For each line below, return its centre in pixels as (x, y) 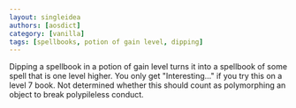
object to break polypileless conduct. (76, 95)
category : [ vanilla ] (47, 33)
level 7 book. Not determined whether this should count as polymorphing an (148, 85)
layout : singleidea (45, 17)
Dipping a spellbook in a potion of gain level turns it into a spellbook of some (148, 67)
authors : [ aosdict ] (45, 25)
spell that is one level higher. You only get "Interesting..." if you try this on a (146, 76)
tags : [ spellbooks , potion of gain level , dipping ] (106, 42)
